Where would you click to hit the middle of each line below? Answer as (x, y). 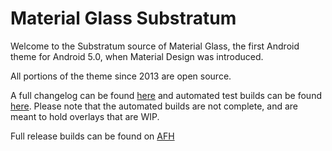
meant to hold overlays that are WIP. (85, 116)
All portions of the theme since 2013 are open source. (121, 76)
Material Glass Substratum (123, 18)
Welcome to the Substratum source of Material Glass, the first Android (155, 46)
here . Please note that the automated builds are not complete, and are (154, 106)
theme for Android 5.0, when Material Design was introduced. (137, 56)
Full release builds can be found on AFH (92, 136)
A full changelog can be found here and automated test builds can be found (166, 95)
